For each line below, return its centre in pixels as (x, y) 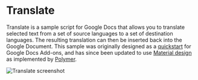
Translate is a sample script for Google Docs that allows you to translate (96, 27)
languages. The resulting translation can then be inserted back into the (94, 40)
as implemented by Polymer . (42, 59)
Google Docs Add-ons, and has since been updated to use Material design (99, 52)
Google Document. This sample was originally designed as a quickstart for (99, 46)
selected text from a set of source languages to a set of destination (90, 33)
